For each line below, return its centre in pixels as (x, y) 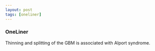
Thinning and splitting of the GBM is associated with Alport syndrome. (78, 42)
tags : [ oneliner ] (23, 14)
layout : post (19, 10)
